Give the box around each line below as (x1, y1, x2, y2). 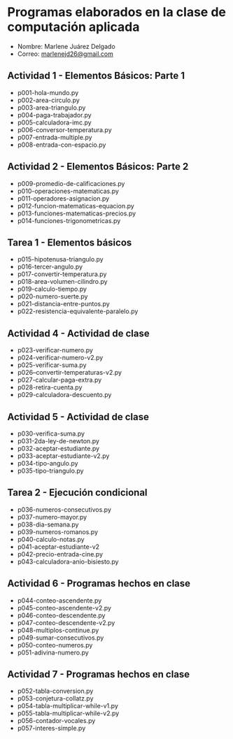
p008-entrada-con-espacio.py (17, 141, 106, 149)
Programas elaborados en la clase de (7, 4, 226, 20)
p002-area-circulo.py (17, 96, 80, 104)
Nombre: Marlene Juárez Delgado (17, 42, 115, 50)
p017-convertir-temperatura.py (17, 270, 107, 278)
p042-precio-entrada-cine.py (17, 550, 104, 558)
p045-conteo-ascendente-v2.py (17, 603, 112, 612)
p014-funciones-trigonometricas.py (17, 216, 121, 224)
